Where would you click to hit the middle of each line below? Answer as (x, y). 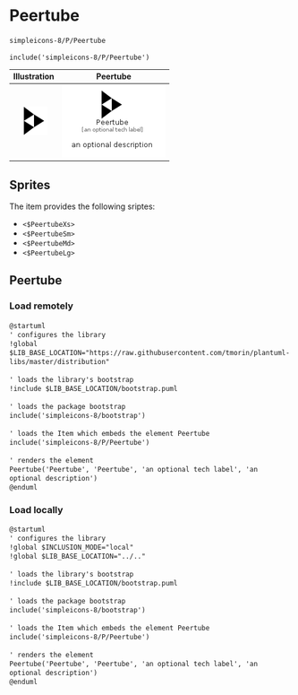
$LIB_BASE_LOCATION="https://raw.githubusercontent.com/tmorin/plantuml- (150, 352)
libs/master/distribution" (60, 361)
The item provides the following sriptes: (82, 206)
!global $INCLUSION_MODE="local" (72, 547)
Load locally (36, 509)
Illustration (34, 76)
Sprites (30, 185)
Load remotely (42, 306)
